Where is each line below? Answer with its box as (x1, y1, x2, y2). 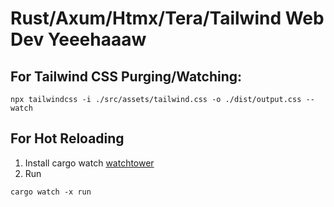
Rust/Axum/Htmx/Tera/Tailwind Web (10, 7, 325, 30)
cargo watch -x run (10, 187, 92, 197)
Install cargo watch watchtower (24, 157, 155, 169)
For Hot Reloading (10, 130, 125, 147)
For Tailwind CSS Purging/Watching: (10, 68, 243, 85)
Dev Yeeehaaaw (10, 28, 147, 51)
